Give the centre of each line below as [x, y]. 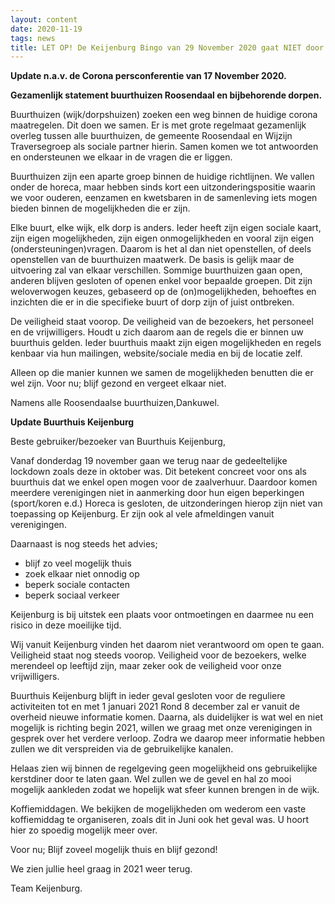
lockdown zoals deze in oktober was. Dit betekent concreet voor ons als [158, 472]
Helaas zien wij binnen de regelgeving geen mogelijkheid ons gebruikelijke [164, 768]
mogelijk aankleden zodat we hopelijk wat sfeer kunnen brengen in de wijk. [165, 790]
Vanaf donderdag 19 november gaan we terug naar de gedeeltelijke [149, 461]
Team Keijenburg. [46, 888]
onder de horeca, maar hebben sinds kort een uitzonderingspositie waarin [163, 187]
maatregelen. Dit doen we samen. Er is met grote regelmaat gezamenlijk [158, 125]
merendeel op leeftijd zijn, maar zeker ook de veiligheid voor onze [146, 666]
